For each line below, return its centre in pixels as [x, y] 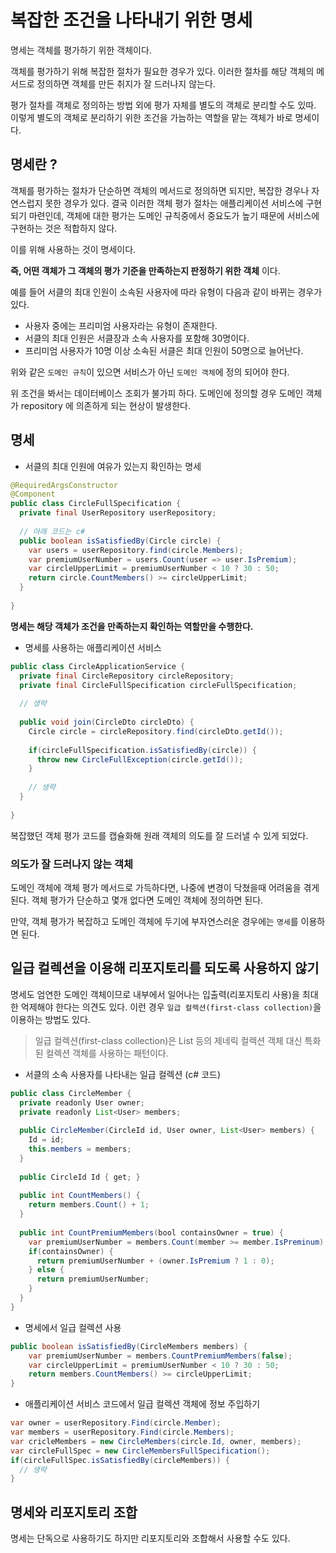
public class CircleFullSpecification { [96, 504]
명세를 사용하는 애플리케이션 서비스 [93, 647]
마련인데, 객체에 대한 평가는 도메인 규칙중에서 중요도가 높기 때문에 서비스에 [174, 215]
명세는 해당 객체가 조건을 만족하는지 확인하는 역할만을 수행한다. [132, 626]
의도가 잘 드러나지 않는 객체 [72, 864]
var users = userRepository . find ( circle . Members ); [136, 550]
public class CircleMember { [71, 1093]
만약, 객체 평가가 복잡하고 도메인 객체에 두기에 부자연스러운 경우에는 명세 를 [154, 921]
